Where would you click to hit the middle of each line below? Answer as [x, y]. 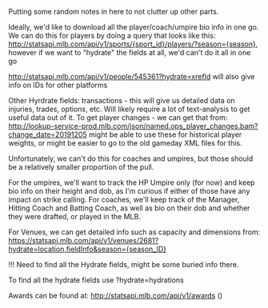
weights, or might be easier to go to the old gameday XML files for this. [125, 143]
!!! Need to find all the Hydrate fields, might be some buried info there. [124, 264]
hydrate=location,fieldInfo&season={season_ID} [87, 249]
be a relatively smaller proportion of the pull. [81, 167]
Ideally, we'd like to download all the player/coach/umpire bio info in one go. [134, 27]
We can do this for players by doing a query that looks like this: [112, 36]
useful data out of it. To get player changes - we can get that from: [118, 118]
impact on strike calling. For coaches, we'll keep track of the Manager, [124, 200]
